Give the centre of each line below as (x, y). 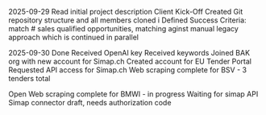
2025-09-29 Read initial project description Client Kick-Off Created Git (126, 12)
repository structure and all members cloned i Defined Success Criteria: (128, 20)
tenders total (29, 78)
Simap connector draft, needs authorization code (90, 103)
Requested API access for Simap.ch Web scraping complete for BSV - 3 (128, 70)
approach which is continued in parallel (74, 37)
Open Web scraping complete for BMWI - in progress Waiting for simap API (133, 94)
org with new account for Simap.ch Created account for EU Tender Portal (130, 61)
